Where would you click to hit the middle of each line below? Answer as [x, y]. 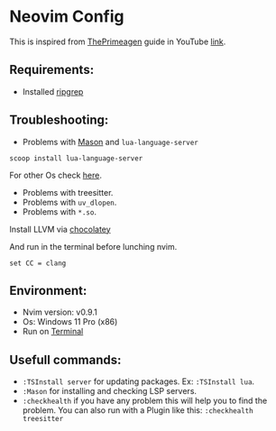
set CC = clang [38, 263]
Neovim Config [67, 17]
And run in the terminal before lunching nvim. [93, 246]
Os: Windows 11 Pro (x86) [70, 322]
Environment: [48, 290]
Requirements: [52, 70]
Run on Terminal [53, 332]
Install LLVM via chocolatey [60, 229]
